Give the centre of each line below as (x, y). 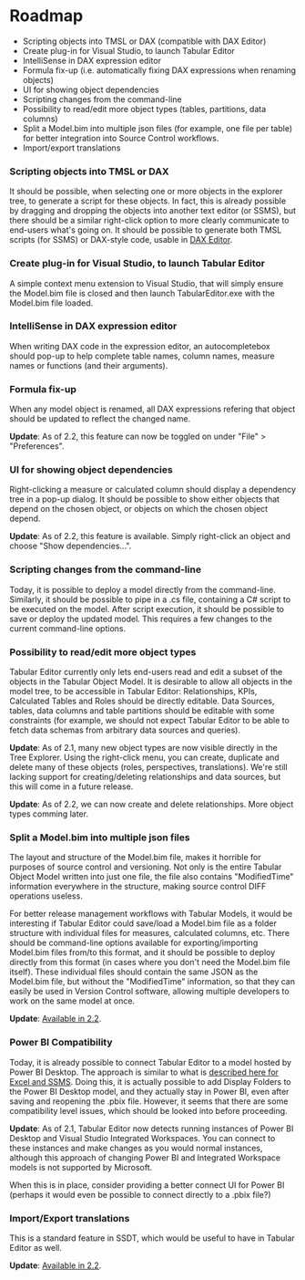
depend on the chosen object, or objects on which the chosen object (139, 509)
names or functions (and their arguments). (89, 365)
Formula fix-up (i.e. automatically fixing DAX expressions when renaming (159, 70)
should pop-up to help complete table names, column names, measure (142, 356)
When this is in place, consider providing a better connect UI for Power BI (147, 1185)
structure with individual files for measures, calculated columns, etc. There (149, 933)
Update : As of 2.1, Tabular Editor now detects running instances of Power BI (152, 1129)
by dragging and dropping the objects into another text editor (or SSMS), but (153, 211)
